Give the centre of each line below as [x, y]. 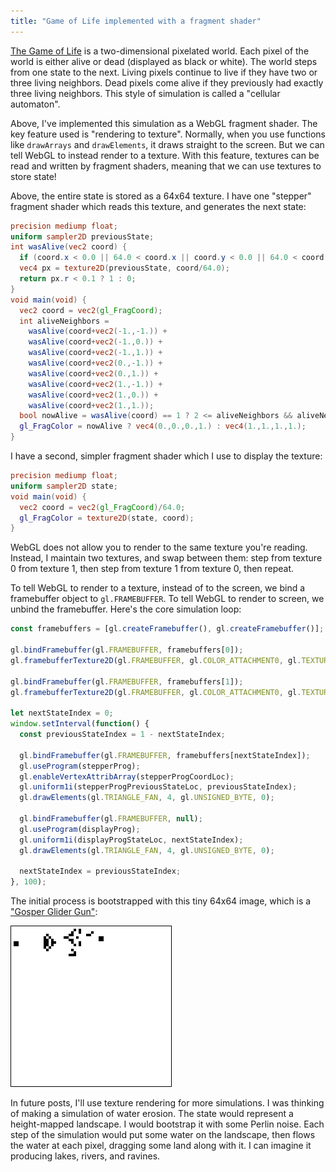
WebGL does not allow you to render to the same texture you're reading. [159, 547]
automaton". [35, 104]
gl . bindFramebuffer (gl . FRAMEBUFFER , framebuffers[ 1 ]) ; [127, 681]
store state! [33, 176]
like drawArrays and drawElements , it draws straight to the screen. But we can [167, 144]
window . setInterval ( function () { [80, 724]
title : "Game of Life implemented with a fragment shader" [136, 21]
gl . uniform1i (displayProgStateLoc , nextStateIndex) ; [131, 840]
